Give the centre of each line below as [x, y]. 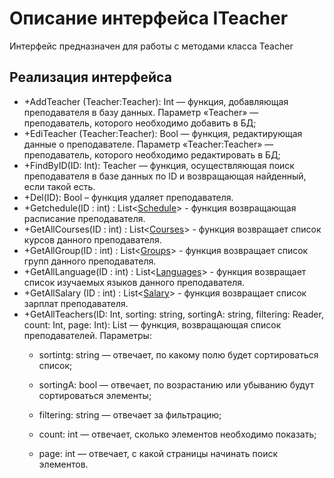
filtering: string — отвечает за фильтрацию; [130, 414]
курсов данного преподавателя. [92, 239]
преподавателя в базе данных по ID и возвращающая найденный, [165, 176]
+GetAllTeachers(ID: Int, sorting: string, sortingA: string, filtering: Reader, [173, 314]
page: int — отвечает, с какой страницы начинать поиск [158, 453]
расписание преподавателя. [84, 218]
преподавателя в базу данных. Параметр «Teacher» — [141, 112]
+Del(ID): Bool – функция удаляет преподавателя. [128, 197]
